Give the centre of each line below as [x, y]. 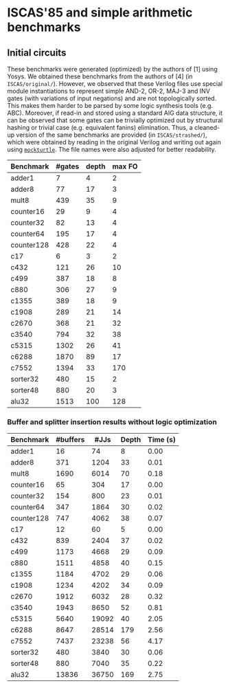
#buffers [70, 440]
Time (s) [162, 440]
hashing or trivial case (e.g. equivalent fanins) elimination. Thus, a [100, 127]
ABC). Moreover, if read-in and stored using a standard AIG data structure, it [115, 113]
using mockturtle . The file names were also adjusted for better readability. [112, 149]
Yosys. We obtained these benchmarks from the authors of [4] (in [100, 76]
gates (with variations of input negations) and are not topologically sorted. [112, 98]
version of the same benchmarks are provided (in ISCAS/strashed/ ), [112, 135]
